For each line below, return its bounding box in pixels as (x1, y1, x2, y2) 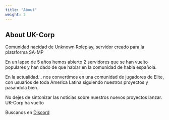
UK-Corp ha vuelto (5, 100, 44, 106)
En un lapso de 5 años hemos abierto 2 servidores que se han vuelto (5, 59, 148, 65)
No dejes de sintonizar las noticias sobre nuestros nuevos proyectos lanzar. (5, 94, 162, 100)
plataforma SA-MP (5, 49, 44, 55)
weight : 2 (5, 12, 26, 17)
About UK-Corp (5, 31, 55, 39)
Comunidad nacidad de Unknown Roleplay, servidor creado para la (5, 44, 145, 50)
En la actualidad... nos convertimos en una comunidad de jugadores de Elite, (5, 74, 164, 80)
